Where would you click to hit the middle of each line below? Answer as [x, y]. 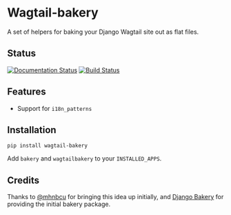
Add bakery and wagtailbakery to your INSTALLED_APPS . [84, 158]
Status [22, 53]
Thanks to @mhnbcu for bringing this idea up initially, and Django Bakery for [115, 197]
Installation [32, 130]
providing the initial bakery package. [59, 204]
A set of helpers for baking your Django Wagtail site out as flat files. [103, 32]
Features [27, 92]
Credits [23, 180]
